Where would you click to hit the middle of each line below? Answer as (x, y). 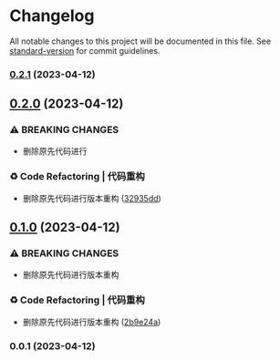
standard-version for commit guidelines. (85, 50)
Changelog (52, 16)
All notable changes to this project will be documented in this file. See (140, 41)
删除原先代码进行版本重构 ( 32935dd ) (92, 198)
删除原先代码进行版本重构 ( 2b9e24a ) (92, 322)
